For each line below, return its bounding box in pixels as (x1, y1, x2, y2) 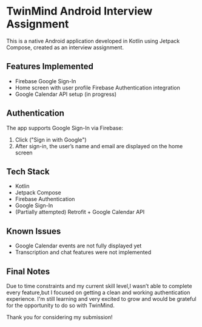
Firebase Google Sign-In (15, 77, 76, 84)
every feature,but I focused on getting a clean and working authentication (6, 289, 190, 296)
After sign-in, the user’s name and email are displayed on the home (15, 142, 183, 150)
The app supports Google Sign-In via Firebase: (6, 124, 123, 131)
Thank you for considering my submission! (6, 314, 113, 320)
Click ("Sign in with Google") (15, 136, 87, 143)
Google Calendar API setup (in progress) (15, 90, 117, 98)
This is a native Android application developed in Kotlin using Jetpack (6, 37, 180, 44)
